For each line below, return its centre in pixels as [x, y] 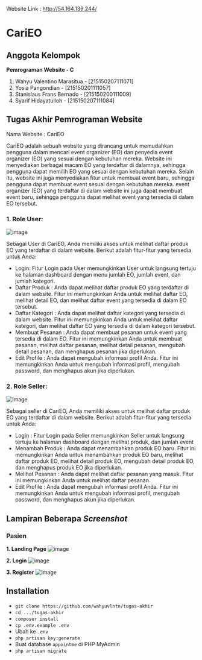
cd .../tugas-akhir [39, 612]
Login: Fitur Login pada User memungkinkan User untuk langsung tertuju [105, 268]
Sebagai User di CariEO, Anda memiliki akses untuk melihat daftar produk [97, 244]
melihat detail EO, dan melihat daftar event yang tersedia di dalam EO [101, 300]
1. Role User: [25, 219]
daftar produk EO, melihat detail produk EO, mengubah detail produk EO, [105, 461]
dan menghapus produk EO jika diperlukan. [68, 468]
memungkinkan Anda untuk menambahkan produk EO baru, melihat [99, 455]
